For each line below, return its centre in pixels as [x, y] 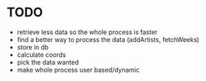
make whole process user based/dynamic [78, 70]
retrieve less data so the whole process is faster [87, 32]
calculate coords [42, 55]
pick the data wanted [48, 62]
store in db [33, 47]
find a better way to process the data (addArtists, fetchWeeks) [108, 39]
